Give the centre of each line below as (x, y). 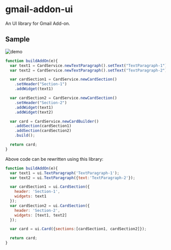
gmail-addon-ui (39, 9)
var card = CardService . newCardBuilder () (54, 121)
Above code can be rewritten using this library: (54, 159)
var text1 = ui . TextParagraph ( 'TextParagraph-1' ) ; (65, 173)
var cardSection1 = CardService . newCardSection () (63, 80)
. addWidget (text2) (34, 112)
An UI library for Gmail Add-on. (38, 23)
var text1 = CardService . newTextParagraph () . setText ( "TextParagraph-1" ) (89, 65)
